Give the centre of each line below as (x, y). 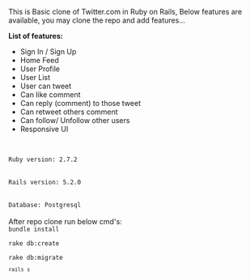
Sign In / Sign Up (48, 51)
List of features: (36, 36)
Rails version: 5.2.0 (45, 182)
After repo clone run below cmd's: (66, 221)
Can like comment (50, 95)
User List (35, 77)
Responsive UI (44, 129)
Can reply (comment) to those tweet (81, 103)
